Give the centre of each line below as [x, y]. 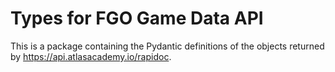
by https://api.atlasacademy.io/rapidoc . [91, 56]
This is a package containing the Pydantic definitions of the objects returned [167, 46]
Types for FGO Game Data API [137, 18]
